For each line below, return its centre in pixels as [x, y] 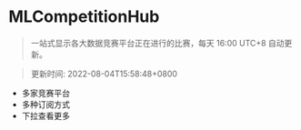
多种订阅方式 [45, 104]
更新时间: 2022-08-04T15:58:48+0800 [104, 74]
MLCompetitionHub [84, 17]
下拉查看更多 [45, 115]
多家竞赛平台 [45, 93]
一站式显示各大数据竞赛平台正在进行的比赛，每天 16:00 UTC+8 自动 [157, 43]
